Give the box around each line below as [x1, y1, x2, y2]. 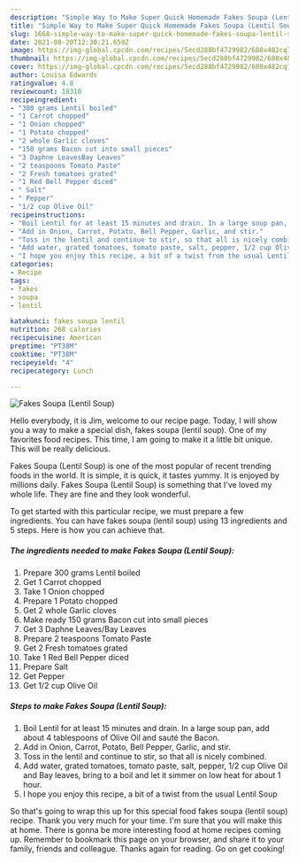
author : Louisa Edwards [10, 71, 98, 80]
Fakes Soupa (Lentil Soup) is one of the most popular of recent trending [10, 461, 272, 472]
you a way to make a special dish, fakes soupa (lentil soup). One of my [10, 425, 267, 435]
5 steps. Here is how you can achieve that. [10, 525, 165, 536]
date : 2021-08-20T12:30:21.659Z [10, 37, 129, 47]
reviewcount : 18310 [10, 87, 82, 96]
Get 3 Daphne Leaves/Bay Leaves [22, 624, 147, 635]
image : [10, 46, 34, 55]
